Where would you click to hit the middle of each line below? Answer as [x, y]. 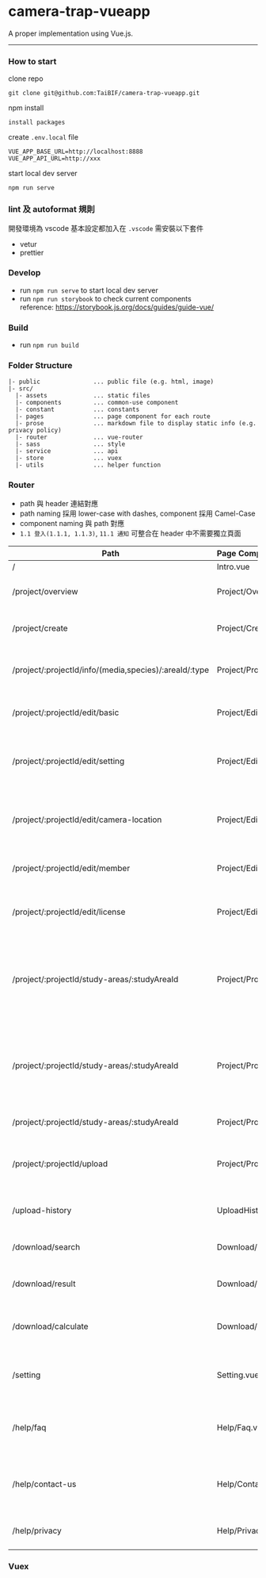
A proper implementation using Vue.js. [70, 33]
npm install [26, 108]
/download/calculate [50, 1326]
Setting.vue [238, 1375]
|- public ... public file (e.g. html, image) [111, 382]
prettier [32, 252]
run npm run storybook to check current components [105, 298]
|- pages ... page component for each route [113, 417]
